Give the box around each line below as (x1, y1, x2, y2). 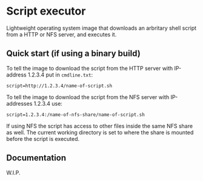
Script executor (6, 4, 86, 18)
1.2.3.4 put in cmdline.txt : (27, 71, 93, 78)
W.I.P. (6, 169, 21, 176)
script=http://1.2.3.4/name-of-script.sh (6, 83, 113, 89)
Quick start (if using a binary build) (6, 49, 141, 59)
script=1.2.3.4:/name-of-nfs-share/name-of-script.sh (6, 111, 145, 118)
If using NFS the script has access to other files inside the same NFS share (6, 122, 193, 129)
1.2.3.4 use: (33, 100, 62, 107)
